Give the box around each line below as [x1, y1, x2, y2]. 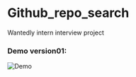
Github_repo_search [7, 5, 130, 21]
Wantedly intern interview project [7, 28, 105, 37]
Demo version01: [7, 46, 67, 56]
